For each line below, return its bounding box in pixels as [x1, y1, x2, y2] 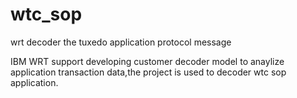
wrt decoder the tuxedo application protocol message [10, 36, 232, 48]
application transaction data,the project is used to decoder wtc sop [10, 66, 287, 78]
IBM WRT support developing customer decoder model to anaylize [10, 55, 285, 67]
